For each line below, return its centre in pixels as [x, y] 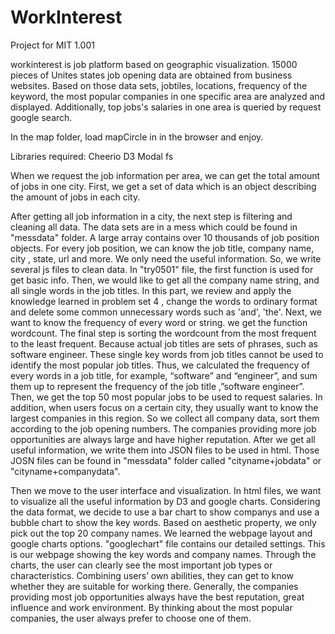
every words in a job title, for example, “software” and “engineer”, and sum [164, 375]
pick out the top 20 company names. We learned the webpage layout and [161, 533]
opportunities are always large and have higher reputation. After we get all [163, 439]
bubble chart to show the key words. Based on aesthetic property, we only [163, 522]
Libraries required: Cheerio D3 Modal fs [92, 156]
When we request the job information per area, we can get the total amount [165, 175]
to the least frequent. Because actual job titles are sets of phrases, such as [164, 343]
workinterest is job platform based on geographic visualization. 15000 [154, 64]
